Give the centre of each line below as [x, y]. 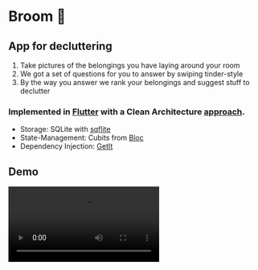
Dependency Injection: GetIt [66, 146]
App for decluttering [60, 46]
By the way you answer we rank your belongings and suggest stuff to [135, 82]
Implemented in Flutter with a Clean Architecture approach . [127, 112]
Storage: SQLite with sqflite [65, 129]
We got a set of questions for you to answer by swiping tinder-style [131, 74]
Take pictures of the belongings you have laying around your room [130, 65]
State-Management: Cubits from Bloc [82, 138]
